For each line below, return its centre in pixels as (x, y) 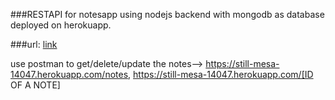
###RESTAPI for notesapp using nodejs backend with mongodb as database (167, 14)
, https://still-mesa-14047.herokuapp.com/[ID (221, 74)
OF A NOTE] (35, 85)
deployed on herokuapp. (61, 25)
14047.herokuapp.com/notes (69, 74)
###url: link (34, 44)
